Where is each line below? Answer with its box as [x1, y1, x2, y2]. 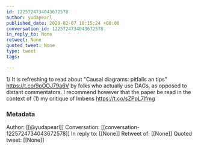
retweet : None [6, 37, 42, 43]
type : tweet [6, 48, 36, 54]
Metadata [6, 110, 35, 118]
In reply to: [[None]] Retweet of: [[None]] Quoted [71, 130, 193, 137]
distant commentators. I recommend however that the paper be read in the [6, 88, 191, 95]
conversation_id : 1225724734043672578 [6, 25, 104, 32]
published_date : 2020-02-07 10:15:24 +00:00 [6, 20, 120, 26]
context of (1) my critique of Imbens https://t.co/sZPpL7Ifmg [6, 95, 155, 102]
